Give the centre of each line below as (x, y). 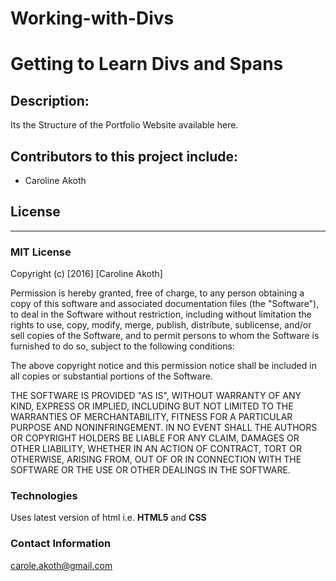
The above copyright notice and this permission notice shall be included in (163, 366)
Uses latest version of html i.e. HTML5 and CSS (108, 518)
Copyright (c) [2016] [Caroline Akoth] (86, 274)
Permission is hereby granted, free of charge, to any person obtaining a (157, 293)
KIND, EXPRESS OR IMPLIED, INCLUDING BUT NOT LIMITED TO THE (152, 406)
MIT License (41, 252)
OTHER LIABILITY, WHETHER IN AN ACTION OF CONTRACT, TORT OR (156, 449)
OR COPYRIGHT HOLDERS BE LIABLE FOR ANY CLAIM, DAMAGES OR (155, 438)
